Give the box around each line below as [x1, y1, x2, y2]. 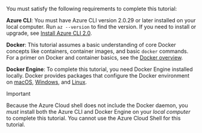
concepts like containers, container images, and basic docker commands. [6, 48, 189, 55]
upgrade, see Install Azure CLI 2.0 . [6, 29, 92, 37]
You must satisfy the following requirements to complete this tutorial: [6, 5, 177, 12]
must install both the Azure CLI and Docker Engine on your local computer [6, 108, 191, 115]
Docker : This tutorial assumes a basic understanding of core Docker [6, 42, 177, 48]
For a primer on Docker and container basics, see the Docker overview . [6, 54, 183, 61]
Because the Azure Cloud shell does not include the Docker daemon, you [6, 102, 188, 109]
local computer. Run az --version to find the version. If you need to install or [6, 23, 197, 30]
